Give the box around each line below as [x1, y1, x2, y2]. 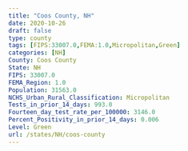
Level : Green [8, 123, 52, 131]
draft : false [8, 26, 52, 34]
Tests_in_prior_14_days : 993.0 [8, 101, 113, 109]
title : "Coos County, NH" [8, 11, 94, 20]
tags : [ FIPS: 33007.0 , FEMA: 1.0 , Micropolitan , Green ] [8, 42, 181, 50]
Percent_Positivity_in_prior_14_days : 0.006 [8, 116, 159, 124]
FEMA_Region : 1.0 [8, 78, 66, 86]
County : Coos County [8, 57, 78, 65]
